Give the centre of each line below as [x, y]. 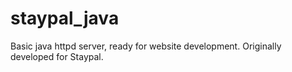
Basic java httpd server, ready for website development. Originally [146, 46]
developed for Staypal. [57, 56]
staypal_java [65, 18]
